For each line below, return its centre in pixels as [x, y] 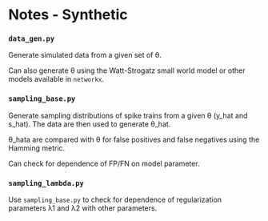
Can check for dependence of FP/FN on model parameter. [104, 163]
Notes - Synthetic [68, 15]
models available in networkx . [56, 79]
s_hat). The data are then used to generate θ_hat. [90, 124]
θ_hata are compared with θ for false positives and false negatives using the [134, 139]
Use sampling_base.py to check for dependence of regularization [115, 200]
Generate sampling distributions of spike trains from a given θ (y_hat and [128, 115]
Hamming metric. [37, 148]
